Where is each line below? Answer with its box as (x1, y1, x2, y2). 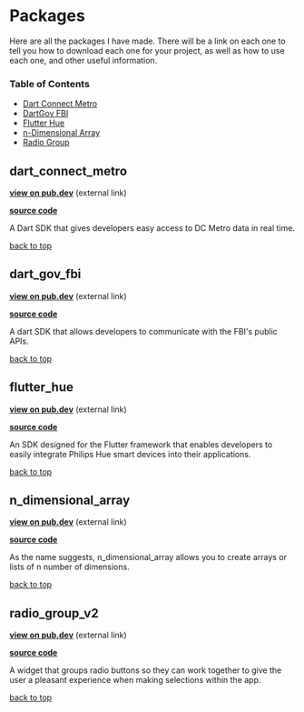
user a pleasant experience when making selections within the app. (9, 675, 261, 686)
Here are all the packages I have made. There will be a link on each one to (9, 35, 286, 46)
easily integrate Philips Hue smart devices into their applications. (9, 448, 251, 459)
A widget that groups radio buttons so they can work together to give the (9, 665, 282, 676)
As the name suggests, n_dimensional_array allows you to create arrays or (9, 552, 288, 563)
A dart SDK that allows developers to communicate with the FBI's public (9, 326, 279, 336)
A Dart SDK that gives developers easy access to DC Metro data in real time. (9, 223, 295, 234)
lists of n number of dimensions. (9, 561, 130, 573)
